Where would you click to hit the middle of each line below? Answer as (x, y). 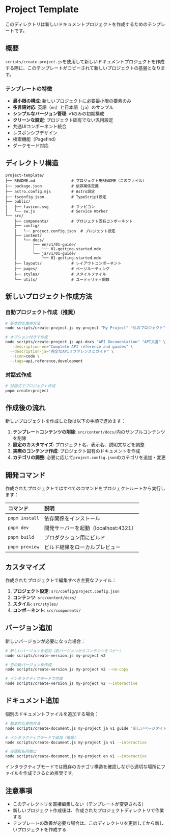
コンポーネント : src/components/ (47, 610)
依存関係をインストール (72, 518)
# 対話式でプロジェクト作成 (31, 386)
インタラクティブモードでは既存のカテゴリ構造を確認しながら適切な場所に (83, 767)
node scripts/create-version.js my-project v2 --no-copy (67, 669)
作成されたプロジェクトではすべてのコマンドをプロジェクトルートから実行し (85, 488)
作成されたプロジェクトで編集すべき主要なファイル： (61, 580)
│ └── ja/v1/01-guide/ (45, 253)
